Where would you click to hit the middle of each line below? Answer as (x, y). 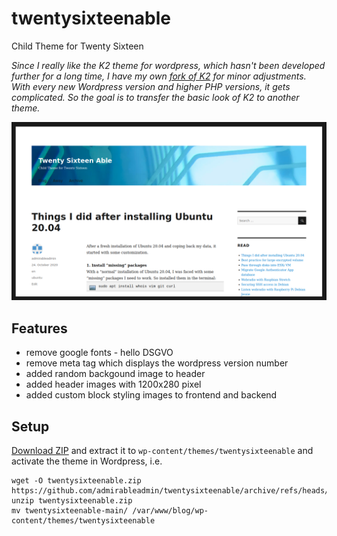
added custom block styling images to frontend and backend (151, 395)
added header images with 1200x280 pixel (113, 384)
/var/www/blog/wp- (170, 511)
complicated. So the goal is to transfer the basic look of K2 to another (155, 97)
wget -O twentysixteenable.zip (76, 481)
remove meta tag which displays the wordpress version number (157, 363)
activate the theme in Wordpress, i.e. (87, 461)
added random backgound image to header (115, 374)
